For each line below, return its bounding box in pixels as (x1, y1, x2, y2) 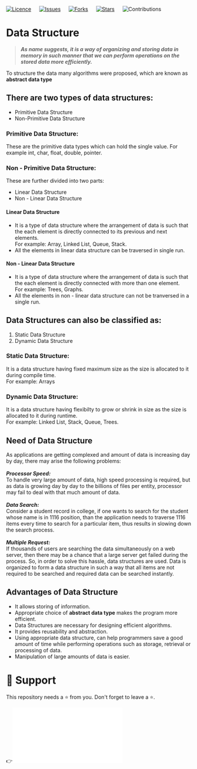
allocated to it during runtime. (6, 412, 78, 420)
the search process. (6, 526, 55, 533)
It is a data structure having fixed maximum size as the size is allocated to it (6, 365, 189, 372)
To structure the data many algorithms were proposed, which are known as (6, 70, 188, 77)
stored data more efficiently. (20, 58, 92, 65)
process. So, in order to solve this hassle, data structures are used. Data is (6, 557, 186, 565)
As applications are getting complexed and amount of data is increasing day (6, 451, 191, 458)
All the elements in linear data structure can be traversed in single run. (14, 246, 185, 253)
